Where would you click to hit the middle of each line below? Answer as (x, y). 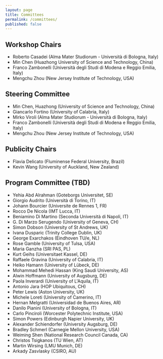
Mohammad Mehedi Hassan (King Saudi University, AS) (70, 270)
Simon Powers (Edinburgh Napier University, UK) (63, 318)
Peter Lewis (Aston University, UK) (48, 292)
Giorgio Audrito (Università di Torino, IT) (54, 200)
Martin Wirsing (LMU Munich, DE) (47, 345)
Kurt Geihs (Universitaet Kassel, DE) (50, 254)
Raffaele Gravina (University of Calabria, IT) (58, 259)
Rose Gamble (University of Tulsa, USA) (54, 243)
